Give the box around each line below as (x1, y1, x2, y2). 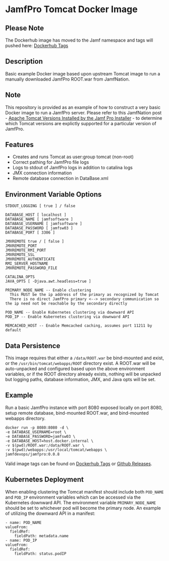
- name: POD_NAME (5, 520, 42, 525)
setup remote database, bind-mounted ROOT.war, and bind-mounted (5, 409, 149, 416)
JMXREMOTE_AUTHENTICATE (5, 257, 55, 262)
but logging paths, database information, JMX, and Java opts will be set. (5, 377, 156, 383)
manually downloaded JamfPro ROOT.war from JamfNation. (5, 76, 130, 82)
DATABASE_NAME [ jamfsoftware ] (5, 217, 73, 222)
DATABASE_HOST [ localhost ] (5, 212, 67, 217)
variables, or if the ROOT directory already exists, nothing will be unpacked (5, 371, 161, 377)
